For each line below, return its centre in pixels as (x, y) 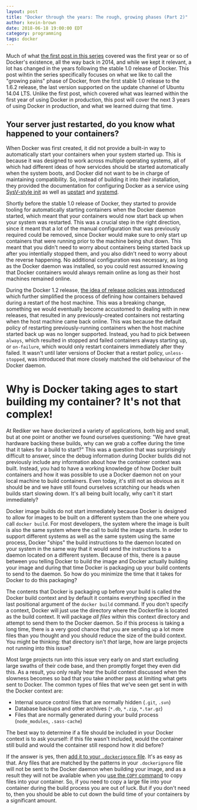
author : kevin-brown (31, 22)
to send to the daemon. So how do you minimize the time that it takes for (94, 574)
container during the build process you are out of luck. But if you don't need (98, 788)
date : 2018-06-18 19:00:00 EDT (44, 28)
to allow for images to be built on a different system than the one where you (98, 517)
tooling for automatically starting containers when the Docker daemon (91, 210)
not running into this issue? (39, 648)
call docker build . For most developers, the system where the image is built (98, 524)
